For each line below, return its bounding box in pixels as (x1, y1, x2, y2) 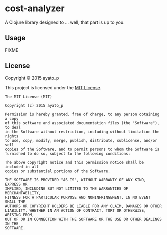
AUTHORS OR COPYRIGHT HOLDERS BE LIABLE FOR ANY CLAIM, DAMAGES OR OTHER (5, 203, 162, 209)
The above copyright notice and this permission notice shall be (5, 160, 144, 165)
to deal (5, 125, 21, 130)
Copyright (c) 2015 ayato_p (5, 103, 64, 108)
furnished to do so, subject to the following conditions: (5, 151, 131, 156)
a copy (5, 116, 19, 121)
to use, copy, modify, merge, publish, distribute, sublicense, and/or (5, 138, 157, 143)
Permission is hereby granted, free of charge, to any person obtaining (5, 112, 160, 117)
